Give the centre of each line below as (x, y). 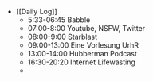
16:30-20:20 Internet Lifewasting (81, 62)
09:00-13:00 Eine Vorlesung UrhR (83, 45)
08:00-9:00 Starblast (63, 37)
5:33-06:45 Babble (59, 20)
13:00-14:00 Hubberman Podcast (82, 54)
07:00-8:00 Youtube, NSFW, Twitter (86, 28)
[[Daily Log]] (36, 12)
